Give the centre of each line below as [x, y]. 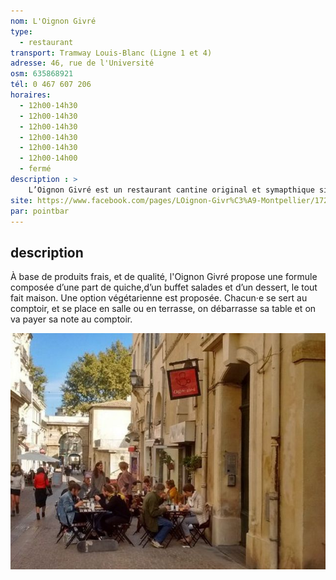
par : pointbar [40, 211]
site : [21, 200]
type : [21, 31]
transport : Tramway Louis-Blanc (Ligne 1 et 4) [111, 53]
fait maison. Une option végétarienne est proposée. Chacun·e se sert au [159, 298]
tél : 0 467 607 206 [51, 85]
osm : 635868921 [42, 74]
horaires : [31, 95]
